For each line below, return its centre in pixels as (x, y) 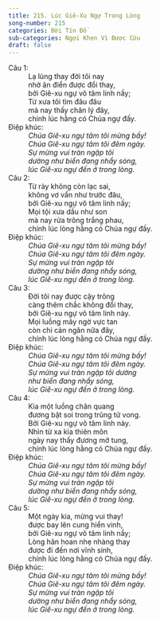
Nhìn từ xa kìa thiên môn (68, 432)
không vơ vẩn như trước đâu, (76, 195)
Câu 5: (19, 508)
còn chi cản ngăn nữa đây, (72, 331)
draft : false (30, 45)
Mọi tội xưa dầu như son (68, 212)
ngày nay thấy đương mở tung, (78, 440)
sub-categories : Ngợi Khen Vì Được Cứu (74, 38)
